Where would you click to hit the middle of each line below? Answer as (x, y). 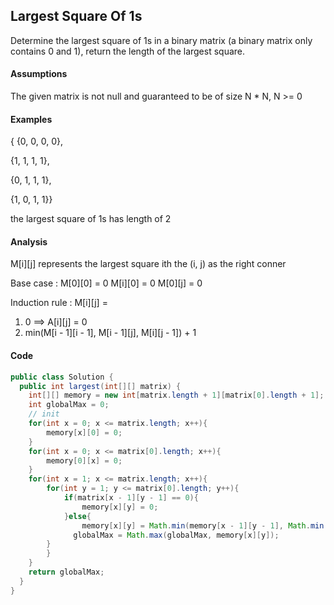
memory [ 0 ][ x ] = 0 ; (84, 460)
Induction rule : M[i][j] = (59, 303)
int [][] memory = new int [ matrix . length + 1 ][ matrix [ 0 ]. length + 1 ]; (176, 395)
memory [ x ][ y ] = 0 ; (120, 507)
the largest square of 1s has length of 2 (91, 219)
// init (44, 414)
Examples (31, 119)
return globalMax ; (66, 572)
